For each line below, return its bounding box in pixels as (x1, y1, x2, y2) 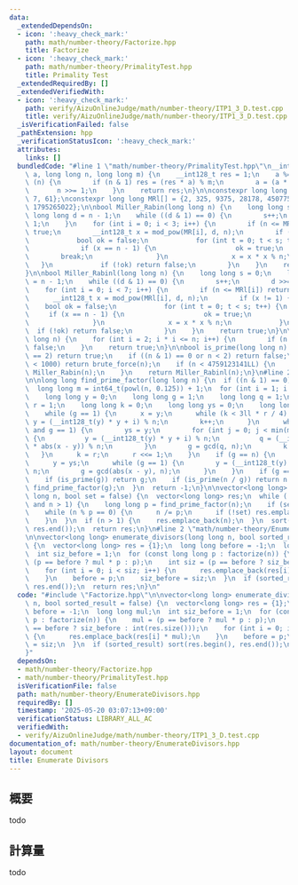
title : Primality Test (25, 71, 109, 80)
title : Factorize (25, 46, 90, 55)
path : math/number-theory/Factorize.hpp (25, 37, 176, 47)
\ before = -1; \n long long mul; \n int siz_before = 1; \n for (25, 607, 272, 616)
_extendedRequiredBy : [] (17, 79, 109, 88)
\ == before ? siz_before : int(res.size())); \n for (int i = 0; (25, 623, 284, 633)
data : (9, 12, 29, 22)
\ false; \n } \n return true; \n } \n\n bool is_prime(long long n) (25, 343, 288, 352)
